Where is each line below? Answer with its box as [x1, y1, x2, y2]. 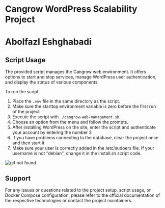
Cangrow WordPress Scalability [5, 3, 137, 15]
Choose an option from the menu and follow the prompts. [12, 119, 129, 125]
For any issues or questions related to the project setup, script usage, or [5, 187, 151, 193]
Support [5, 174, 31, 182]
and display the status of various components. [5, 79, 99, 85]
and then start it [12, 140, 45, 146]
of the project [12, 109, 40, 115]
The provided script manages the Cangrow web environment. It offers [5, 69, 146, 75]
